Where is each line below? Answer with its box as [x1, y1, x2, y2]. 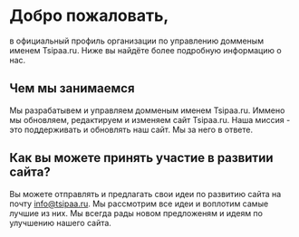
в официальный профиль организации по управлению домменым [9, 35, 265, 46]
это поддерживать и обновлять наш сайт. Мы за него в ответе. [9, 124, 254, 135]
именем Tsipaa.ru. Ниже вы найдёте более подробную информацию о [9, 44, 283, 55]
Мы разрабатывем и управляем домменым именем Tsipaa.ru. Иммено [9, 105, 285, 116]
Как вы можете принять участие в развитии [9, 150, 274, 166]
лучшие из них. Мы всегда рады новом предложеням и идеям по [9, 207, 263, 218]
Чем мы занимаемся [9, 81, 135, 96]
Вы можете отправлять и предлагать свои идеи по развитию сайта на [9, 188, 282, 199]
